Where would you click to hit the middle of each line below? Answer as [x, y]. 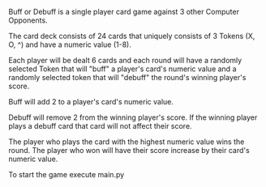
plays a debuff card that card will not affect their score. [100, 126]
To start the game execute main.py [66, 174]
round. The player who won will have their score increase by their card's [129, 150]
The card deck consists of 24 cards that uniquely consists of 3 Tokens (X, [132, 36]
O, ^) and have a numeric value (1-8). [70, 45]
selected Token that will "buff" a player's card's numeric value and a [122, 69]
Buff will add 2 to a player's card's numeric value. [91, 102]
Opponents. [28, 20]
